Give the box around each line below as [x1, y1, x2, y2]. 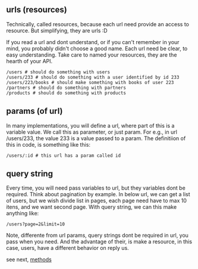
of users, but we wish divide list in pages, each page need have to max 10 [6, 197, 187, 205]
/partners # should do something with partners [6, 85, 127, 91]
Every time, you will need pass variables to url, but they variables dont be [6, 184, 186, 191]
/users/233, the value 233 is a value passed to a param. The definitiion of [6, 134, 186, 142]
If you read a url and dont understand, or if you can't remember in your [6, 38, 180, 45]
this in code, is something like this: [6, 141, 91, 148]
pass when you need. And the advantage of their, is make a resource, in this [6, 238, 192, 245]
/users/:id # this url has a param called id [6, 152, 121, 159]
